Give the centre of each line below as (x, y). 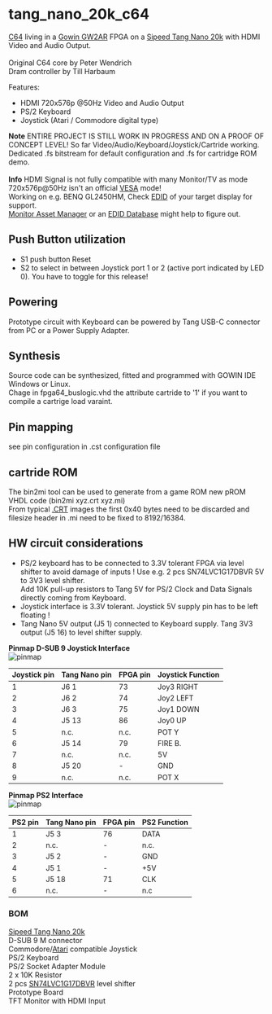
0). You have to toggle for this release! (84, 276)
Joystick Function (189, 675)
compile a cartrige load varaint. (60, 402)
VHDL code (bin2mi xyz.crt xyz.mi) (67, 500)
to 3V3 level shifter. (52, 580)
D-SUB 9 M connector (45, 940)
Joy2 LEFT (176, 698)
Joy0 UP (172, 721)
